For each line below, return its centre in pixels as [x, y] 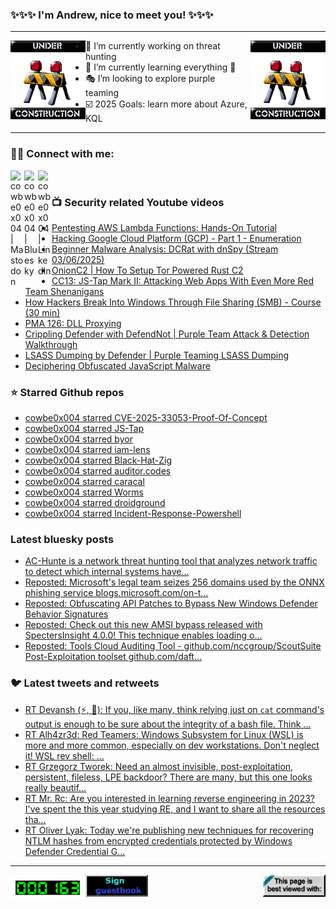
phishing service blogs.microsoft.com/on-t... [116, 593]
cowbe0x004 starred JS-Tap [84, 429]
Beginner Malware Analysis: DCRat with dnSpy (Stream [165, 249]
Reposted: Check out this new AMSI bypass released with [143, 625]
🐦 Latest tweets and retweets [85, 683]
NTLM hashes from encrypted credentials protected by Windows [158, 840]
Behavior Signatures [66, 614]
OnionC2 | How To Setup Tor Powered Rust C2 [147, 270]
